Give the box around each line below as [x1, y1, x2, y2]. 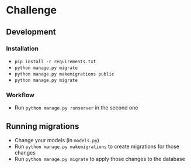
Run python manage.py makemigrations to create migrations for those [14, 143, 180, 150]
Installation [6, 44, 39, 53]
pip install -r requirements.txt [14, 59, 96, 64]
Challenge [6, 4, 57, 17]
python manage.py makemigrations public [14, 71, 114, 77]
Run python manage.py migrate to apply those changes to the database [14, 155, 186, 162]
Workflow [6, 91, 35, 99]
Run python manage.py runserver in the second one [14, 104, 138, 111]
